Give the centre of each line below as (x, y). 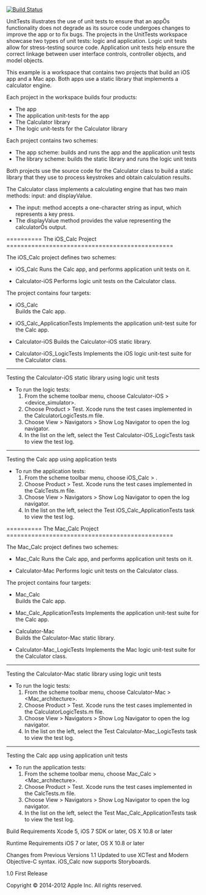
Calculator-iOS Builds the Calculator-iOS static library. (83, 341)
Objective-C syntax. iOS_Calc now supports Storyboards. (79, 862)
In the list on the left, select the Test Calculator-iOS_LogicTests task (109, 435)
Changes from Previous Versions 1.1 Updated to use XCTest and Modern (97, 855)
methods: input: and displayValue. (49, 196)
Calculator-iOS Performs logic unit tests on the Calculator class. (96, 281)
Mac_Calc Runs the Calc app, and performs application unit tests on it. (104, 559)
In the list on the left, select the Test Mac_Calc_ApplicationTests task (111, 813)
